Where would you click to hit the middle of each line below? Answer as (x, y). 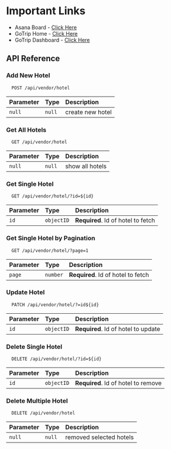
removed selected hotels (99, 437)
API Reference (33, 58)
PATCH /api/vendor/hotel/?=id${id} (55, 305)
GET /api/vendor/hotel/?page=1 (50, 250)
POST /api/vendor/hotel (41, 88)
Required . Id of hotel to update (118, 329)
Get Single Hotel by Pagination (51, 238)
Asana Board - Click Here (46, 27)
